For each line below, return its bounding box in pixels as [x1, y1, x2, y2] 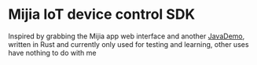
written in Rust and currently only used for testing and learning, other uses [8, 39, 249, 49]
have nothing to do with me [8, 48, 97, 57]
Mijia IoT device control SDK [8, 5, 196, 23]
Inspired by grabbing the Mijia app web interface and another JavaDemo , [8, 31, 245, 41]
